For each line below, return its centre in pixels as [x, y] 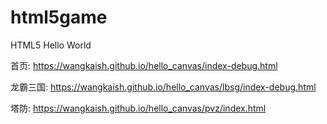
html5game [59, 17]
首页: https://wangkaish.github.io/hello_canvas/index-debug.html [144, 65]
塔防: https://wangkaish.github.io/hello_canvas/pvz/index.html [138, 108]
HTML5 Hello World [51, 45]
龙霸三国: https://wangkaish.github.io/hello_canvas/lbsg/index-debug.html [163, 87]
